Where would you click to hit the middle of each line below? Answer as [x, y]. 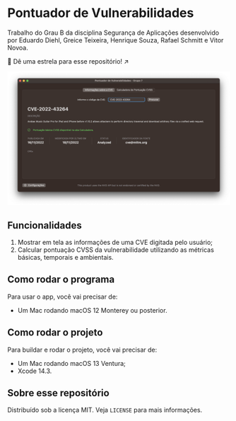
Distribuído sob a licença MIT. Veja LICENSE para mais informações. [105, 410]
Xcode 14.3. [35, 371]
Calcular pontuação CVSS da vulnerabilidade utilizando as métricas [116, 250]
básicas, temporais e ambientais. [66, 257]
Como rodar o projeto [55, 333]
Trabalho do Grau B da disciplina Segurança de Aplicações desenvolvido [113, 33]
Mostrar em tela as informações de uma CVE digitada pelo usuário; [115, 242]
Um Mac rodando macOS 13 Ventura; [71, 363]
